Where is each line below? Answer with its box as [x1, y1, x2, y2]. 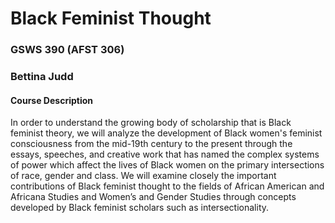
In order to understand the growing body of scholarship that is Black [10, 117, 292, 129]
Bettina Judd [10, 70, 74, 84]
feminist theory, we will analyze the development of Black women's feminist [10, 127, 323, 139]
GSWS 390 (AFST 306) [10, 43, 125, 57]
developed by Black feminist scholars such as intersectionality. [10, 202, 270, 214]
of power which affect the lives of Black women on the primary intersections [10, 159, 325, 171]
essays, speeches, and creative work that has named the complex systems [10, 148, 320, 161]
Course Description [10, 94, 93, 106]
